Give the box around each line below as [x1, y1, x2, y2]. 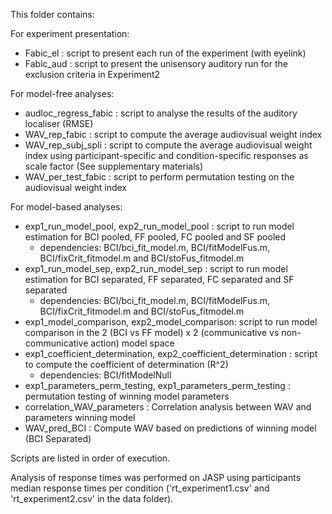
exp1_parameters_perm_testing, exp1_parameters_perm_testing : [24, 380, 291, 391]
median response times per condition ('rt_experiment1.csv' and [10, 482, 270, 494]
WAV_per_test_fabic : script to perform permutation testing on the [24, 171, 295, 183]
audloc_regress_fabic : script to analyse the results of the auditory [24, 107, 298, 119]
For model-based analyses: [10, 201, 123, 213]
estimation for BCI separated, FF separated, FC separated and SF [24, 274, 295, 285]
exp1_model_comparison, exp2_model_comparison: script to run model [24, 316, 318, 328]
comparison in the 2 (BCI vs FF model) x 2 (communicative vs [24, 327, 280, 338]
